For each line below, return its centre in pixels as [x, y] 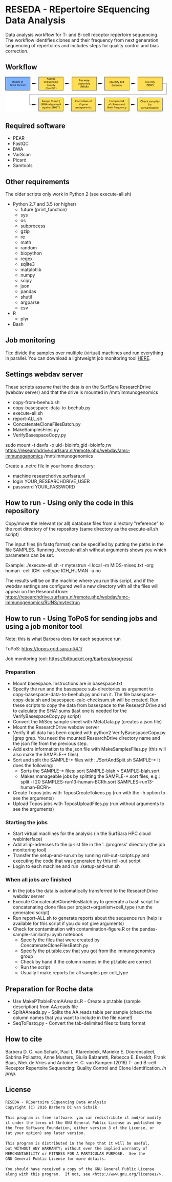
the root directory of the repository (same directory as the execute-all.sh [82, 529]
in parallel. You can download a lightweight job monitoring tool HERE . [78, 358]
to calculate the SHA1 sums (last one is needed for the [70, 711]
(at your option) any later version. [46, 1133]
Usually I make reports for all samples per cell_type [74, 973]
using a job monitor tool [44, 626]
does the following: [33, 765]
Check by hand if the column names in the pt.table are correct [86, 962]
